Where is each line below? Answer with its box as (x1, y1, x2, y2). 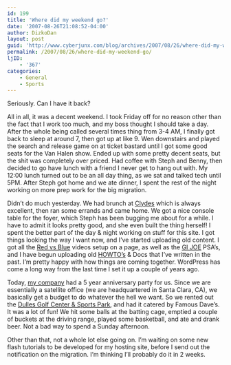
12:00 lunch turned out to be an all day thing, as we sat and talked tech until (7, 171, 221, 180)
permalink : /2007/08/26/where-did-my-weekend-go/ (7, 49, 153, 56)
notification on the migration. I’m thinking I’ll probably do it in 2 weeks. (7, 351, 206, 359)
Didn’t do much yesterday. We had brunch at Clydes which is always (7, 199, 201, 207)
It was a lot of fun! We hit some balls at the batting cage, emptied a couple (7, 308, 218, 316)
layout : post (7, 36, 45, 43)
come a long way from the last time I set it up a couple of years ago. (7, 265, 200, 273)
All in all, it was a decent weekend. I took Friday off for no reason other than (7, 113, 221, 121)
